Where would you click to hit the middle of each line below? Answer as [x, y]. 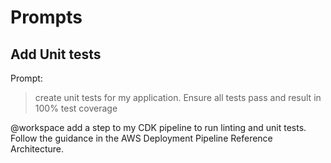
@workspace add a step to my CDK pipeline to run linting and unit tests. [158, 127]
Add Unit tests [56, 54]
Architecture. [37, 149]
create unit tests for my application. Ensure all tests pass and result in [178, 97]
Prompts [46, 17]
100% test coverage [76, 108]
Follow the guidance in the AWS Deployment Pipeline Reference [141, 138]
